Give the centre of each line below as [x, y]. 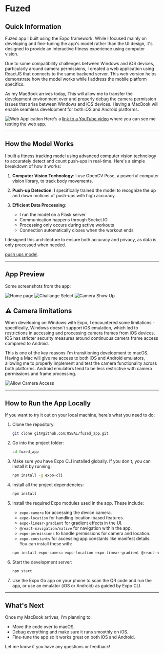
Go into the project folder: [38, 443]
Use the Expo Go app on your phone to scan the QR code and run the [82, 580]
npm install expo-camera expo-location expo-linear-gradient [76, 553]
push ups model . [22, 254]
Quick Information [33, 27]
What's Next [24, 605]
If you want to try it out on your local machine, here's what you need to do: [80, 415]
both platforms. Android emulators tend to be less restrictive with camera [79, 369]
